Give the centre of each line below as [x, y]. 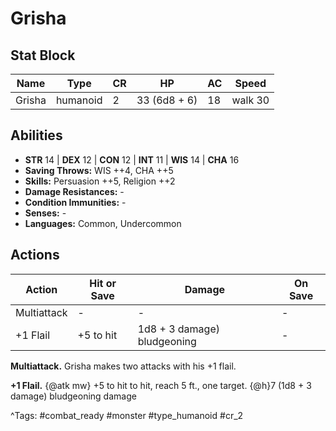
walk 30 [250, 100]
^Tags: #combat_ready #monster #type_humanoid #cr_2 [127, 415]
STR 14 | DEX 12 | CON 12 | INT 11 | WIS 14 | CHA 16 [132, 159]
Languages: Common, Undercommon [103, 223]
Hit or [103, 283]
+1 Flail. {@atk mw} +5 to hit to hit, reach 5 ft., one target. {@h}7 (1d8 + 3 [161, 385]
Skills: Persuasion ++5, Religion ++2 [100, 181]
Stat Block [43, 55]
